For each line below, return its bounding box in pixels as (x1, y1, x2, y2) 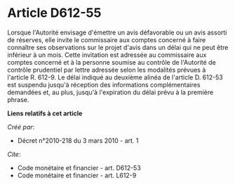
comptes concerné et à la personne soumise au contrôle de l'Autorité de (7, 58, 216, 66)
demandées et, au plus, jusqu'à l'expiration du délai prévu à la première (7, 88, 214, 96)
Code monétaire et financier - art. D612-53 (17, 163, 142, 172)
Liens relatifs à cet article (7, 109, 83, 117)
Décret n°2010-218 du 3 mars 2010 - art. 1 (17, 136, 139, 145)
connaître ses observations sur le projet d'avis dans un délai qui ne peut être (7, 43, 229, 51)
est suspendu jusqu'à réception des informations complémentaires (7, 80, 201, 89)
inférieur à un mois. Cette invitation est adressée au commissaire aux (7, 51, 207, 59)
